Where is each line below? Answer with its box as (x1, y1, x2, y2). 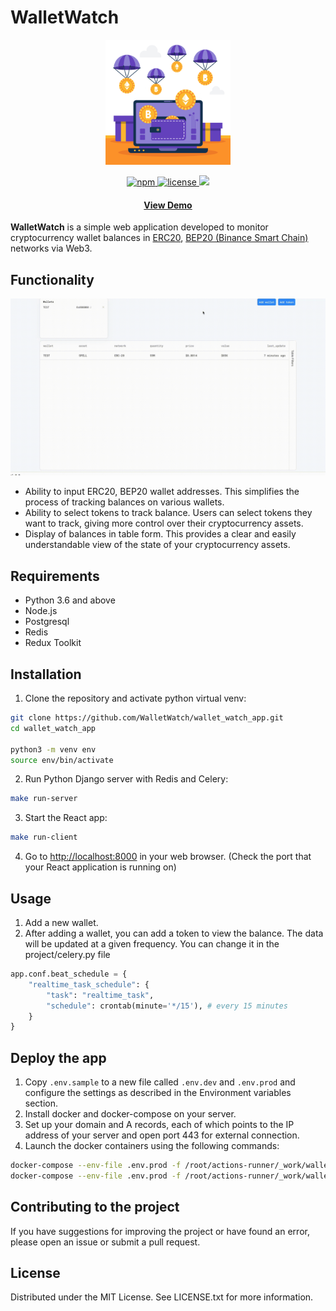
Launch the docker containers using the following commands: (24, 1140, 280, 1152)
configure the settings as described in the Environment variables (24, 1087, 292, 1099)
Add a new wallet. (24, 917, 99, 929)
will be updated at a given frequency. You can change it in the (24, 938, 280, 950)
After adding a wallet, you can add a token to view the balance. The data (24, 927, 324, 940)
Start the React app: (24, 812, 108, 824)
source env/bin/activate (10, 755, 114, 765)
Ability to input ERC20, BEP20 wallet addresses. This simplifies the (24, 486, 300, 498)
